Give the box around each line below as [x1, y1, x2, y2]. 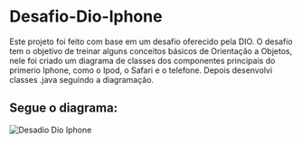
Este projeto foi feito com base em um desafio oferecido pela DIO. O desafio [9, 36, 293, 47]
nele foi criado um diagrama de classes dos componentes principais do [9, 55, 276, 66]
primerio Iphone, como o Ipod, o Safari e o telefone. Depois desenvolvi [9, 65, 273, 76]
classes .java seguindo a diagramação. [9, 74, 155, 85]
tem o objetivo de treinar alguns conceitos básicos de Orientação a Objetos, [9, 45, 293, 56]
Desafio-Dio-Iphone [9, 6, 163, 27]
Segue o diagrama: [9, 101, 118, 116]
